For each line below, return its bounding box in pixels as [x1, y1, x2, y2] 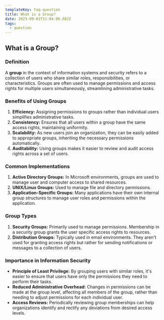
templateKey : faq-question [5, 7, 60, 12]
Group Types [5, 213, 37, 220]
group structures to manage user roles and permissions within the [12, 195, 146, 201]
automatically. [12, 140, 41, 146]
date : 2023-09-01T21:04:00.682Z [5, 16, 71, 21]
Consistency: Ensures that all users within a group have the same [12, 119, 146, 126]
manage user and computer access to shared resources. [12, 179, 127, 185]
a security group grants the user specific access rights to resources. [12, 229, 151, 235]
